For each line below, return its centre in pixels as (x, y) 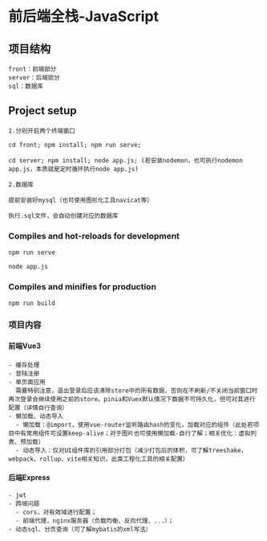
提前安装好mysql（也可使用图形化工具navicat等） (81, 200)
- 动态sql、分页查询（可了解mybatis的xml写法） (80, 529)
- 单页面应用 (27, 382)
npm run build (32, 303)
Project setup (43, 111)
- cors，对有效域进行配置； (57, 512)
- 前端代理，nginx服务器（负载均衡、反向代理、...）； (95, 521)
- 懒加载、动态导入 (36, 416)
